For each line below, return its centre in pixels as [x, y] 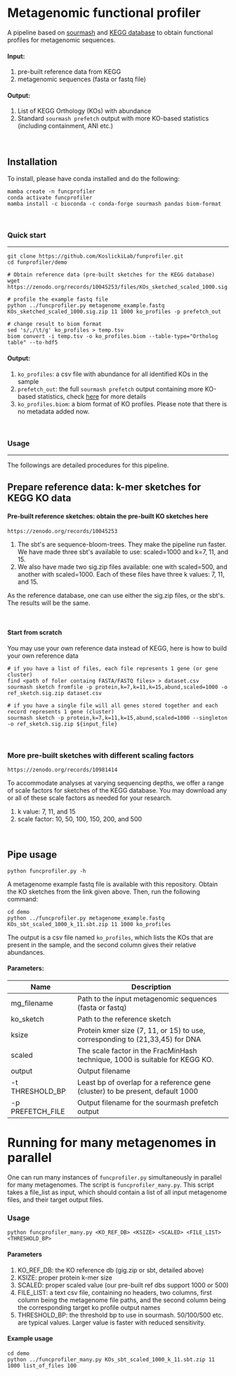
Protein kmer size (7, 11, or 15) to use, [141, 1031]
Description [151, 987]
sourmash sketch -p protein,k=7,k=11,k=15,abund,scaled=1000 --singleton [118, 718]
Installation [32, 162]
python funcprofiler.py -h [47, 871]
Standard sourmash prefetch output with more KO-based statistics [113, 118]
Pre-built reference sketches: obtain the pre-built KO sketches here [108, 516]
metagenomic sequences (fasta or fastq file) [81, 80]
